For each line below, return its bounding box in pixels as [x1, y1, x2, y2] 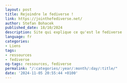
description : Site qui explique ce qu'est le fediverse [5, 30, 122, 35]
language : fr [5, 35, 32, 40]
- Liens [5, 43, 21, 48]
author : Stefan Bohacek [5, 21, 54, 26]
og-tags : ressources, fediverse [5, 62, 71, 66]
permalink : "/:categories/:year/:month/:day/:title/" [5, 66, 118, 71]
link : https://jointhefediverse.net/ [5, 16, 83, 21]
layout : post [5, 7, 32, 12]
